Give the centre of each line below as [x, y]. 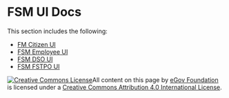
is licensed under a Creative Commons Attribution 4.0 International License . [114, 87]
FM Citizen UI [37, 44]
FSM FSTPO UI [38, 66]
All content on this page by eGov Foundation [155, 79]
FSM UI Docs [44, 12]
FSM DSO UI [35, 59]
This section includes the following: [58, 31]
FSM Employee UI [42, 52]
